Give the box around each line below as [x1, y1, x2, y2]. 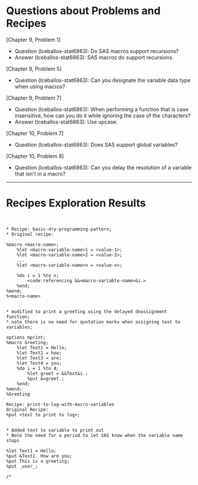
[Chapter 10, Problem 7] [6, 130, 64, 137]
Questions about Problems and [6, 4, 161, 18]
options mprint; [6, 334, 46, 340]
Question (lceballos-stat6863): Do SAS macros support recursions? [14, 47, 179, 54]
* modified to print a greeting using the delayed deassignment [6, 308, 167, 315]
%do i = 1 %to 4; [16, 365, 60, 371]
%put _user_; [6, 463, 38, 469]
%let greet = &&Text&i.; [27, 370, 88, 377]
